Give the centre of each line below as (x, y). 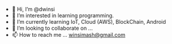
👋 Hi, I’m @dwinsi (33, 9)
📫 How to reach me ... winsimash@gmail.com (68, 35)
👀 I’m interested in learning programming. (63, 15)
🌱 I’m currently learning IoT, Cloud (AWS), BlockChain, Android (89, 22)
